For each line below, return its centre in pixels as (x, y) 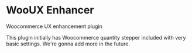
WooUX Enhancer (50, 10)
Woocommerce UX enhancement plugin (54, 26)
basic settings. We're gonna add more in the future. (68, 44)
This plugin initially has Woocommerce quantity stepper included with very (96, 37)
